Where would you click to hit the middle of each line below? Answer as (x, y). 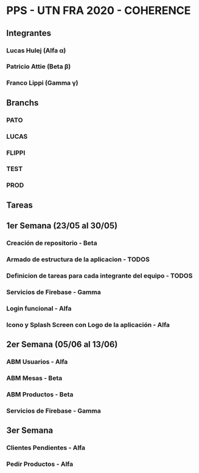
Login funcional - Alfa (39, 308)
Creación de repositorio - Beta (52, 243)
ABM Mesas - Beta (34, 378)
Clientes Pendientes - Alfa (46, 448)
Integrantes (29, 33)
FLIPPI (16, 153)
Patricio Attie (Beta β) (39, 66)
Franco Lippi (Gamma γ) (42, 83)
